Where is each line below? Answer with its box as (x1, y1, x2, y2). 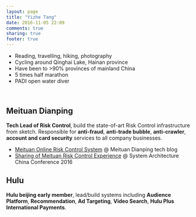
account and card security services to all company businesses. (6, 134, 163, 141)
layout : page (6, 8, 38, 15)
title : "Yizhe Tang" (6, 14, 57, 20)
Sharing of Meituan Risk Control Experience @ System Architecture (14, 152, 179, 159)
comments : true (6, 25, 44, 31)
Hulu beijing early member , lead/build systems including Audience (6, 191, 172, 198)
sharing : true (6, 31, 41, 37)
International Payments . (6, 203, 67, 210)
